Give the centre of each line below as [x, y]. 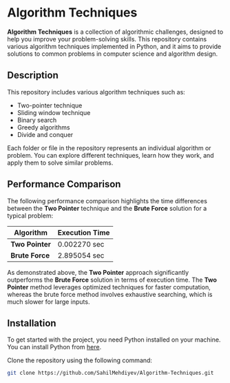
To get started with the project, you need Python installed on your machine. [114, 340]
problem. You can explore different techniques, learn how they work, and [111, 155]
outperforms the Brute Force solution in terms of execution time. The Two [112, 280]
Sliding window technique [54, 112]
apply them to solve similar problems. [60, 163]
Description [33, 75]
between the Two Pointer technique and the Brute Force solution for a [107, 208]
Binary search [37, 120]
